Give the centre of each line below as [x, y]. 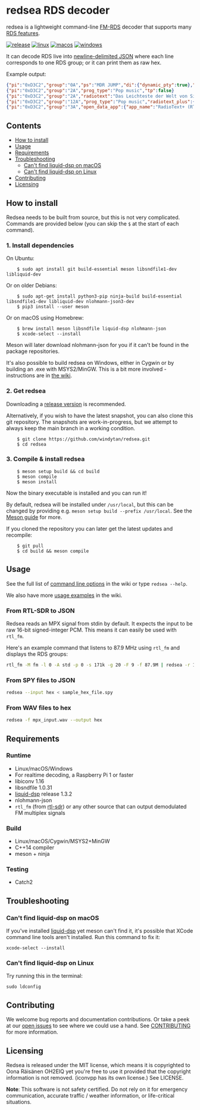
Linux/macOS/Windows [44, 768]
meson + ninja [32, 854]
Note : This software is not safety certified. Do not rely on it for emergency [97, 1089]
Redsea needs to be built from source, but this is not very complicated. [93, 217]
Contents [24, 126]
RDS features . [23, 33]
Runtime [19, 755]
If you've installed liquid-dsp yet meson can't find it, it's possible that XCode [100, 931]
